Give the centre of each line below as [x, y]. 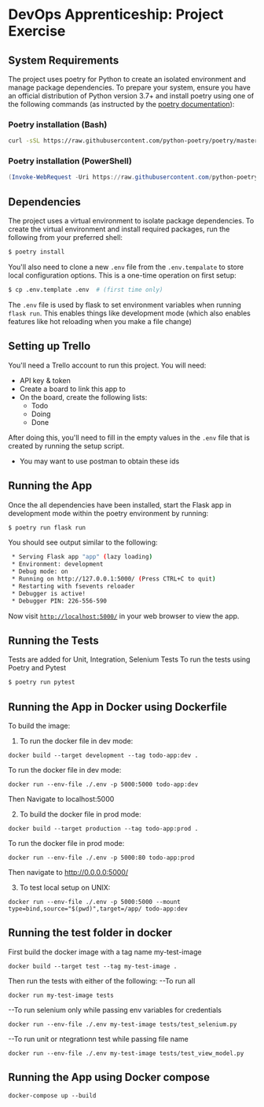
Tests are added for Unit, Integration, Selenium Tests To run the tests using [129, 659]
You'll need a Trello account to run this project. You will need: [107, 365]
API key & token [45, 380]
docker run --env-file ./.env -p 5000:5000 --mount [94, 902]
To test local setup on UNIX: [65, 887]
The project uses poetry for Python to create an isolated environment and [127, 79]
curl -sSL [24, 141]
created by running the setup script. [66, 445]
